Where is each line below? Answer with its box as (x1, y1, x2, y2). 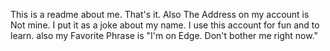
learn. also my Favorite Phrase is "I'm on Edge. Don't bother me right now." (10, 30, 319, 41)
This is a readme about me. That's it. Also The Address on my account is (10, 9, 310, 20)
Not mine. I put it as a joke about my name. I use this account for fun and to (10, 19, 320, 31)
